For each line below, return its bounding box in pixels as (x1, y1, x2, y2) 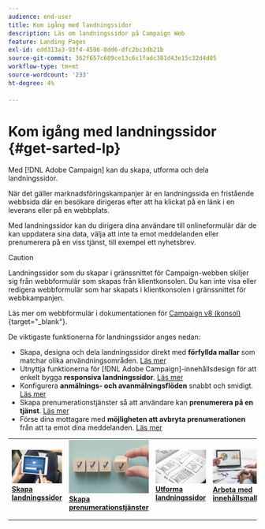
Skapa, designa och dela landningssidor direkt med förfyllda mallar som (19, 348, 256, 357)
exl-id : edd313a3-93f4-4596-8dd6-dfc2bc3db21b (8, 46, 164, 54)
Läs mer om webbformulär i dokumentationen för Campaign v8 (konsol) (8, 308, 241, 319)
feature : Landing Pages (8, 38, 87, 46)
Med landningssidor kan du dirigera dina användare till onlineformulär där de (8, 221, 257, 230)
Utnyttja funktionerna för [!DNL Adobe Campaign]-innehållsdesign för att (19, 364, 257, 374)
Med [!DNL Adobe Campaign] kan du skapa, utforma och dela (8, 166, 209, 175)
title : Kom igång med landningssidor (8, 20, 132, 29)
